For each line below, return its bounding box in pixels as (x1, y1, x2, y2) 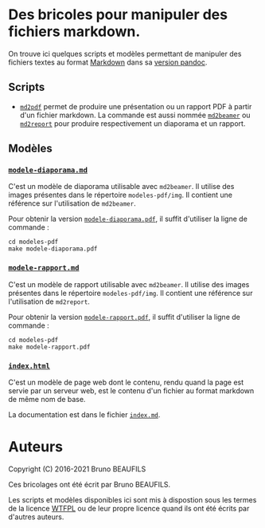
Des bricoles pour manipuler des (8, 6, 228, 24)
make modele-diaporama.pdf (8, 245, 98, 253)
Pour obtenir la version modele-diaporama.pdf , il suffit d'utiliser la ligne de (8, 214, 248, 224)
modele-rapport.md (8, 263, 80, 273)
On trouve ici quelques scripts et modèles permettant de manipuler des (8, 49, 242, 58)
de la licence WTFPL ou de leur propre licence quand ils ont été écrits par (8, 503, 250, 513)
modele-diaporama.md (8, 166, 88, 175)
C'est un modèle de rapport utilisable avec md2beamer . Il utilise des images (8, 279, 250, 289)
